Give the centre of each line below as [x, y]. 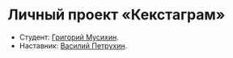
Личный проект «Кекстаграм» [116, 15]
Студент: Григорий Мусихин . [69, 37]
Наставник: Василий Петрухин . [73, 45]
